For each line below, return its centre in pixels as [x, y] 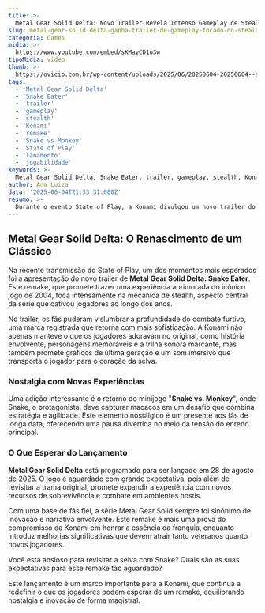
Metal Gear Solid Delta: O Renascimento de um [125, 238]
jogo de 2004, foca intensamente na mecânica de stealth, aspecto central [128, 295]
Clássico [30, 251]
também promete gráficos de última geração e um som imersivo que [119, 353]
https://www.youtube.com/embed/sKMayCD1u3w [88, 52]
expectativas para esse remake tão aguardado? [86, 568]
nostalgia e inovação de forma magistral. [74, 600]
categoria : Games [37, 38]
